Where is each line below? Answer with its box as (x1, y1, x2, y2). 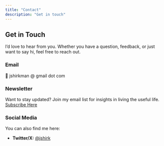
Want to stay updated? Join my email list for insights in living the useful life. (5, 96, 160, 102)
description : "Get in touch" (5, 12, 66, 17)
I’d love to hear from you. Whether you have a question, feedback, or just (5, 43, 155, 50)
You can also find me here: (5, 126, 60, 132)
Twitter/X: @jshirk (12, 135, 51, 141)
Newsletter (5, 85, 33, 92)
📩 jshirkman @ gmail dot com (5, 73, 66, 79)
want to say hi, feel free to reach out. (5, 49, 81, 55)
